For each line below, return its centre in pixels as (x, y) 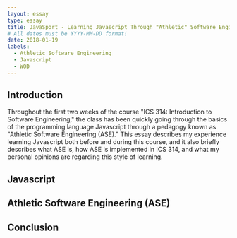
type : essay (25, 20)
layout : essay (28, 14)
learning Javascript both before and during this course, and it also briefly (114, 142)
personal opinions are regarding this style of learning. (85, 157)
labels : (19, 47)
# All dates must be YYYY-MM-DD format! (68, 34)
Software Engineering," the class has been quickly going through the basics (117, 119)
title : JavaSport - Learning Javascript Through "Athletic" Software (112, 27)
